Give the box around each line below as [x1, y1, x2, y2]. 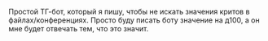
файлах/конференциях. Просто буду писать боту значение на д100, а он [8, 15, 260, 25]
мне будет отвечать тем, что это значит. [8, 24, 149, 33]
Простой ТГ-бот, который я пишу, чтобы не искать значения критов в [8, 7, 250, 16]
